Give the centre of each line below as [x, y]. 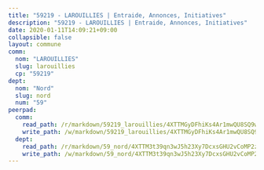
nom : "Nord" [35, 88]
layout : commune [35, 45]
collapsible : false [40, 37]
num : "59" [31, 103]
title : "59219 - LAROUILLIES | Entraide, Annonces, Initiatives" [117, 15]
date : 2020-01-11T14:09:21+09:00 [63, 30]
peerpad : [22, 110]
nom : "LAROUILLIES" [47, 60]
